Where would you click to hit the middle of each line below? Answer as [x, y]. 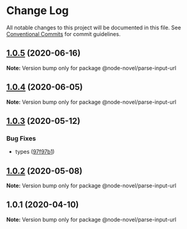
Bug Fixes [21, 138]
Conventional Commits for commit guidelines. [63, 34]
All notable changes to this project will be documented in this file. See [94, 27]
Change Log [37, 11]
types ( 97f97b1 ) [35, 152]
